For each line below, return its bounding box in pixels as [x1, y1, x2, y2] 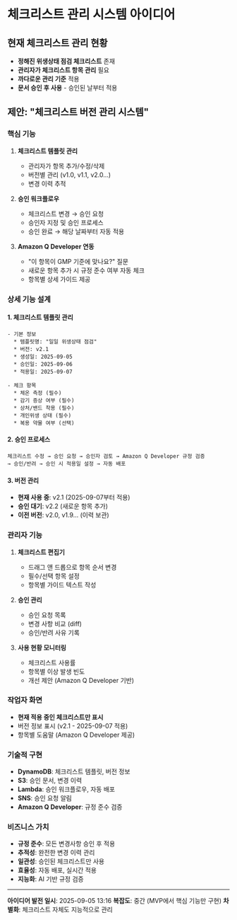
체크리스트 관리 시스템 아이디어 [7, 6, 176, 23]
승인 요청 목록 [28, 610, 66, 619]
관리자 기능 [7, 530, 43, 540]
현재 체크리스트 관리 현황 [7, 37, 108, 49]
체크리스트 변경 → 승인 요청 [28, 209, 104, 218]
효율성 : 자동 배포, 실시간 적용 [17, 866, 97, 875]
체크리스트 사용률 [28, 658, 76, 667]
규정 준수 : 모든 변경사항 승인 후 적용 [17, 839, 116, 848]
